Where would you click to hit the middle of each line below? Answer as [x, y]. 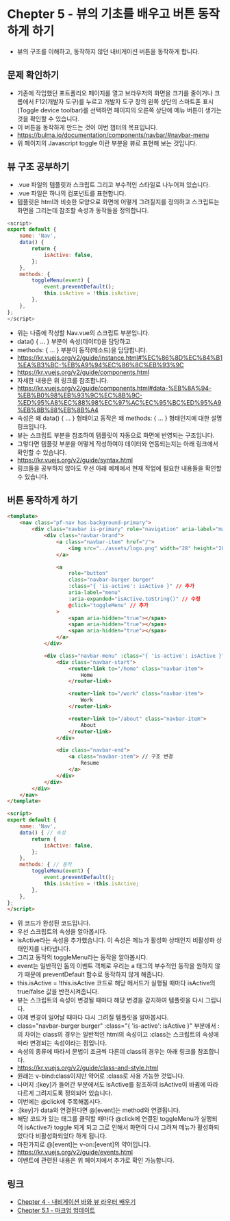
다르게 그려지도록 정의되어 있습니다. [65, 1093]
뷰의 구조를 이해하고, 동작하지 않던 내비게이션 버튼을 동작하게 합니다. [108, 51]
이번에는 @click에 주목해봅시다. [60, 1102]
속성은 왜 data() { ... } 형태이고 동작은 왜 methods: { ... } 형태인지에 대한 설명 [119, 418]
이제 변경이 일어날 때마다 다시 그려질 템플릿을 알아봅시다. [93, 1018]
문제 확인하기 [33, 75]
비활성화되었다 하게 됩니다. [71, 1136]
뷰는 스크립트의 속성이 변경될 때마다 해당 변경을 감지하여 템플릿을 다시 [110, 1000]
